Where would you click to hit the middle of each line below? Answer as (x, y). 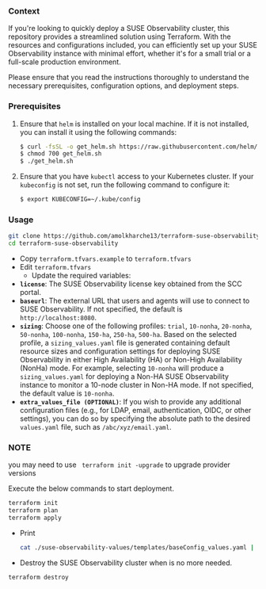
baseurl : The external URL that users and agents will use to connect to (135, 301)
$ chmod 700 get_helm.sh (61, 154)
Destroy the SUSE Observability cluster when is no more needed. (126, 562)
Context (24, 11)
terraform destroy (38, 577)
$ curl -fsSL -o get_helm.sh (68, 147)
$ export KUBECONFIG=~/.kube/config (80, 200)
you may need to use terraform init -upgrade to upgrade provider (120, 465)
